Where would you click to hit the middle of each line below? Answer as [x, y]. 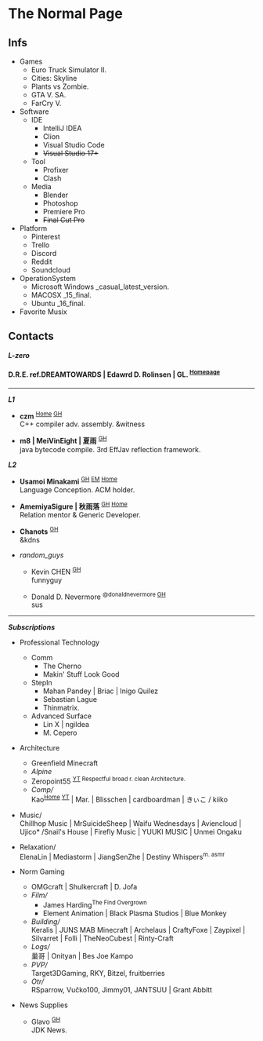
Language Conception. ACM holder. [77, 489]
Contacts [31, 336]
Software [34, 111]
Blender [56, 195]
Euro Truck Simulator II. [69, 70]
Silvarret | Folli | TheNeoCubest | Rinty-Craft [102, 938]
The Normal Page [65, 14]
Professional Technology [59, 643]
